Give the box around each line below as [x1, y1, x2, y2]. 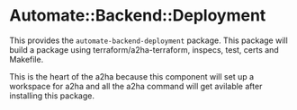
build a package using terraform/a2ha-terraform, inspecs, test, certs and [9, 44, 279, 55]
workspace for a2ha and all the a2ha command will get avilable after [9, 80, 263, 91]
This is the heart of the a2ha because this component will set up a [9, 71, 255, 81]
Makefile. [9, 54, 44, 64]
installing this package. [9, 90, 94, 101]
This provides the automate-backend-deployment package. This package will [9, 35, 288, 46]
